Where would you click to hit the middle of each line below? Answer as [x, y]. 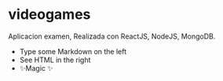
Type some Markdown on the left [73, 51]
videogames [49, 15]
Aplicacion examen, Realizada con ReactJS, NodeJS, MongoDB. [112, 36]
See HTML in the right [55, 60]
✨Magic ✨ [36, 68]
